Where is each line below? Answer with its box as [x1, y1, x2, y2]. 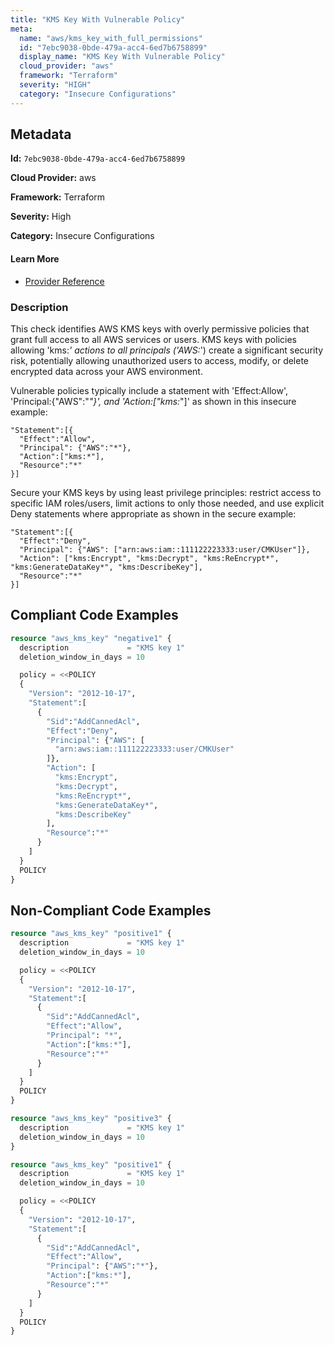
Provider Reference [24, 275, 105, 287]
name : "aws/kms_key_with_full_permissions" [19, 33, 203, 43]
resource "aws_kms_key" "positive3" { [10, 1114, 172, 1124]
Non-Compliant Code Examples [10, 902, 212, 919]
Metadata [10, 126, 72, 143]
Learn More [10, 253, 60, 265]
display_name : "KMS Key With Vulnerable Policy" [19, 52, 226, 62]
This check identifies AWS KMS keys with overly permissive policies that [10, 322, 310, 335]
